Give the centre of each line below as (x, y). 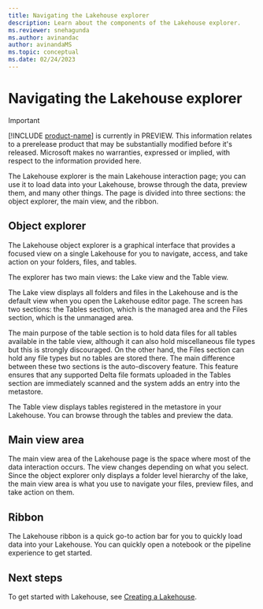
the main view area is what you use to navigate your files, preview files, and (131, 484)
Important (24, 120)
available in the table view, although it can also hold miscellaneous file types (132, 341)
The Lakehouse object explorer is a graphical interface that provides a (122, 245)
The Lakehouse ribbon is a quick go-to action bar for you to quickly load (125, 536)
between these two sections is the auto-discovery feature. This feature (123, 366)
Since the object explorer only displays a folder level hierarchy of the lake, (128, 476)
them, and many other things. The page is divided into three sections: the (127, 192)
